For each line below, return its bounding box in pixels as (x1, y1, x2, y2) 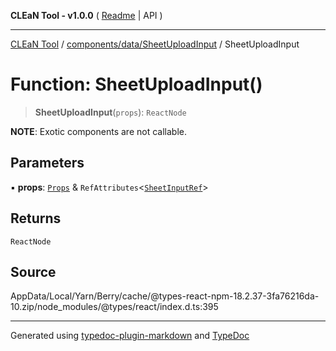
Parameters (10, 155, 85, 172)
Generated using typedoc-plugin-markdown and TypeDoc (10, 330, 250, 342)
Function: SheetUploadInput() (10, 73, 263, 96)
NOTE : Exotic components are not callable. (10, 125, 187, 137)
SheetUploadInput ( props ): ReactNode (34, 106, 187, 118)
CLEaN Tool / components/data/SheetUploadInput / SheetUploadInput (10, 38, 300, 50)
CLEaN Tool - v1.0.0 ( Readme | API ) (10, 10, 163, 21)
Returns (10, 210, 62, 227)
